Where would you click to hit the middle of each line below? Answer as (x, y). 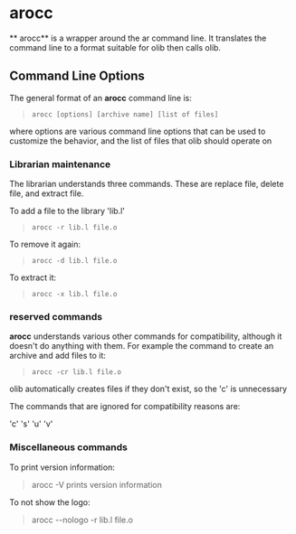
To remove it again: (45, 244)
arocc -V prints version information (97, 484)
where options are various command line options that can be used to (138, 131)
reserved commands (56, 316)
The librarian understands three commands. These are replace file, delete (147, 184)
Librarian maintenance (60, 164)
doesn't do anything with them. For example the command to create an (142, 346)
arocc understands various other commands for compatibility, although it (146, 336)
